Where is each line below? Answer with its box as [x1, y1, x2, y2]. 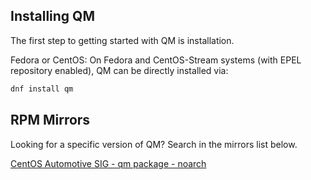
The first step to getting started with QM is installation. [10, 34, 235, 46]
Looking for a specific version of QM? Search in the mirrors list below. [10, 138, 298, 150]
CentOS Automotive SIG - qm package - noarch [10, 157, 207, 169]
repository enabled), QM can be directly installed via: [10, 64, 229, 76]
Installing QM [10, 8, 95, 25]
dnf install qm [10, 84, 74, 94]
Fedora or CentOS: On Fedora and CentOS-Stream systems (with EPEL [10, 54, 302, 66]
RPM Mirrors [10, 112, 91, 129]
